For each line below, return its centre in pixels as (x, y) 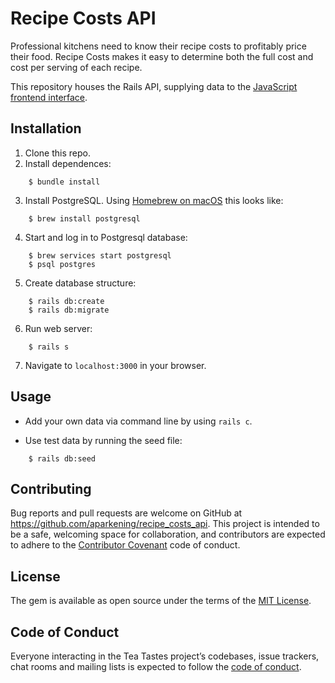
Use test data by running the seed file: (103, 440)
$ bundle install (64, 182)
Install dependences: (68, 163)
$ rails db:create (66, 301)
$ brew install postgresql (84, 218)
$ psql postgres (62, 264)
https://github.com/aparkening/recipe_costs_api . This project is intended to (165, 524)
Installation (46, 128)
